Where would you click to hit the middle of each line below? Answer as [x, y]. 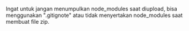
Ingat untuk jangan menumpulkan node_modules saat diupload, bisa [92, 9]
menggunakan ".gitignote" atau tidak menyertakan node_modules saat [94, 15]
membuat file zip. [28, 22]
